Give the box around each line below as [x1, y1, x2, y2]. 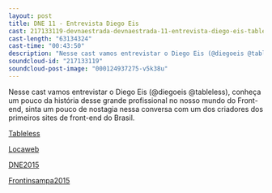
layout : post [8, 11, 53, 20]
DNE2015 [8, 160, 40, 169]
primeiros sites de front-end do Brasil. [8, 113, 135, 122]
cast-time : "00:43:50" [8, 42, 85, 50]
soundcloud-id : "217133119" [8, 58, 104, 66]
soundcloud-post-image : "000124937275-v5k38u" [8, 65, 168, 73]
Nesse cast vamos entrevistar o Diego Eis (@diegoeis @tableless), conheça [8, 87, 261, 96]
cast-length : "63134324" [8, 34, 92, 43]
